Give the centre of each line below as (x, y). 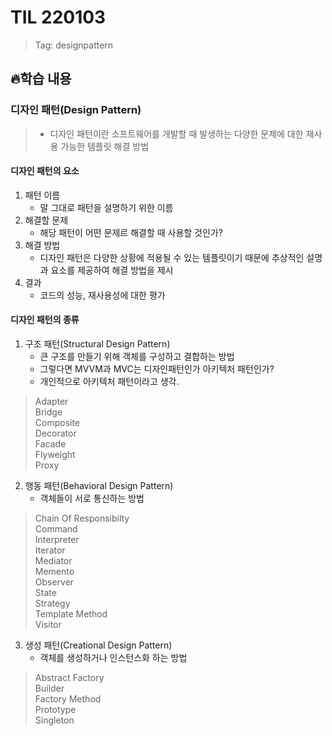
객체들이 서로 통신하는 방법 (92, 498)
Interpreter (57, 540)
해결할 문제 (46, 220)
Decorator (55, 433)
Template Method (71, 614)
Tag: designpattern (74, 45)
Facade (50, 444)
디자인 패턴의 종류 (45, 320)
